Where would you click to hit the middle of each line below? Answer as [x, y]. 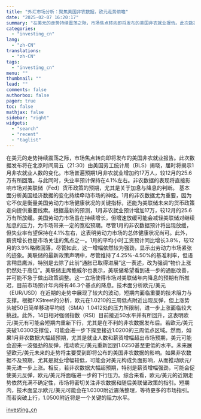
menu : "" [17, 73]
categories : [21, 28]
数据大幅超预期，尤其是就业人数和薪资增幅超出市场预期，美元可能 [110, 337]
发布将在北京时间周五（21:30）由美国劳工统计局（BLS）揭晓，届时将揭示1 [103, 165]
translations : [24, 51]
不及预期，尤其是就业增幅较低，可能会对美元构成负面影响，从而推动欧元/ [101, 360]
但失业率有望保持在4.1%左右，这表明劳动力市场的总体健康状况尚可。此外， [98, 233]
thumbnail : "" [24, 79]
